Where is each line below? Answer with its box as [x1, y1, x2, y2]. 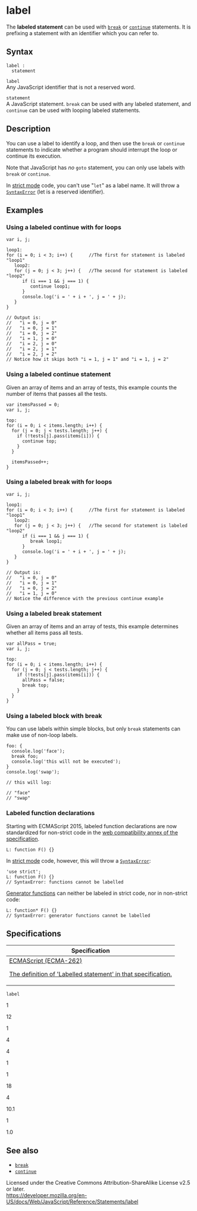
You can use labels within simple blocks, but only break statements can [6, 725, 180, 732]
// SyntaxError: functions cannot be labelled [6, 879, 124, 885]
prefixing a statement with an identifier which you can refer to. [6, 29, 159, 36]
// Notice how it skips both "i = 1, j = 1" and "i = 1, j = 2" [6, 357, 169, 363]
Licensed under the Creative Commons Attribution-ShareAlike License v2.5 [6, 1179, 190, 1187]
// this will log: [6, 779, 52, 786]
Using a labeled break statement [6, 609, 102, 617]
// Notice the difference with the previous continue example [6, 595, 164, 601]
